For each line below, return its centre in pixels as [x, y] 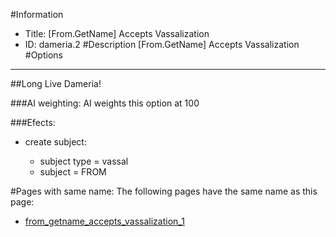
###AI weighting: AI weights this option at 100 [105, 103]
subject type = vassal [84, 161]
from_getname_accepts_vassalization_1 [104, 221]
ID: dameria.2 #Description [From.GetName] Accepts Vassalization [162, 44]
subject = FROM [73, 172]
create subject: [55, 142]
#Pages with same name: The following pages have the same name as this [164, 191]
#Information [37, 14]
